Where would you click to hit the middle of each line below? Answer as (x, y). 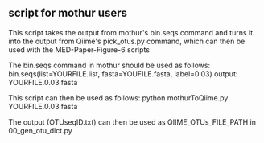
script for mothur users (68, 13)
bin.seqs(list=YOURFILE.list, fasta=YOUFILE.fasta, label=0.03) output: (123, 74)
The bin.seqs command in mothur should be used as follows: (109, 65)
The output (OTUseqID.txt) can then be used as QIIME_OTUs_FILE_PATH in (132, 122)
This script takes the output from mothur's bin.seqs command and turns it (131, 32)
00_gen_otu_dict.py (40, 130)
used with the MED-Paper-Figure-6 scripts (79, 49)
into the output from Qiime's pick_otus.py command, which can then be (127, 41)
